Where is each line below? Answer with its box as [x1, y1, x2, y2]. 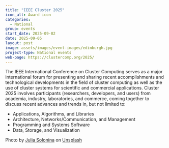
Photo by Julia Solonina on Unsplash [5, 137, 82, 143]
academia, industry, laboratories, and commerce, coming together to [5, 96, 150, 102]
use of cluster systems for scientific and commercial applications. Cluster [5, 85, 159, 91]
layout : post [5, 41, 33, 46]
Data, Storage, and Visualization [12, 127, 80, 133]
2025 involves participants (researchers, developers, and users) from [5, 90, 151, 97]
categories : [5, 17, 31, 22]
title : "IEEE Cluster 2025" [5, 7, 65, 13]
